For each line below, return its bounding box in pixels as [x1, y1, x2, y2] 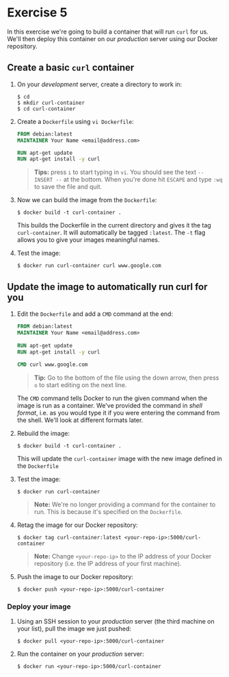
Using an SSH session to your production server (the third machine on [16, 617, 215, 626]
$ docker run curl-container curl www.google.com [16, 262, 162, 269]
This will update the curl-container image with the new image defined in [16, 454, 222, 463]
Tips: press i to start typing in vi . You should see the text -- [33, 168, 204, 176]
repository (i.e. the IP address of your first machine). [33, 560, 182, 568]
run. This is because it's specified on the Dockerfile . [33, 508, 183, 516]
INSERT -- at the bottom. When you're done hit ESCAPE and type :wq [33, 175, 223, 184]
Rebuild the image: [16, 430, 70, 438]
